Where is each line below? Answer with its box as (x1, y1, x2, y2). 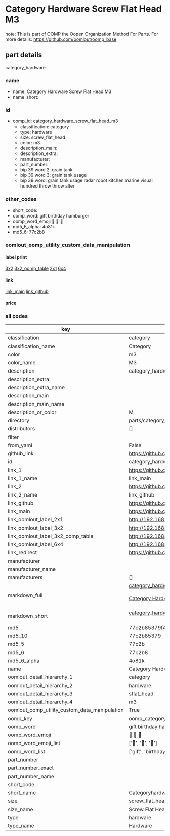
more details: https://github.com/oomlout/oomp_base (5, 36, 117, 42)
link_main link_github (5, 288, 49, 294)
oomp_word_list (8, 748, 46, 755)
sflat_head (129, 690, 154, 697)
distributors (8, 425, 35, 432)
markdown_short (8, 612, 48, 620)
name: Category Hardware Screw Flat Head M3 (12, 88, 112, 95)
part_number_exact (8, 764, 54, 771)
